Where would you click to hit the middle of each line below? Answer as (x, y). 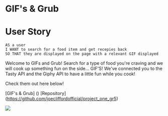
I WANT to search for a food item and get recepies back (66, 50)
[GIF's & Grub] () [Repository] (36, 93)
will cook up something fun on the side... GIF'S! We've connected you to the (84, 69)
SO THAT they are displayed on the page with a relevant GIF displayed (82, 54)
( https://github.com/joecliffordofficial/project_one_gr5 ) (62, 99)
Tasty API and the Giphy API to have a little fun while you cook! (70, 74)
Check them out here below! (35, 84)
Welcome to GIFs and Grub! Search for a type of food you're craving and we (84, 63)
